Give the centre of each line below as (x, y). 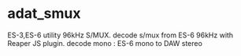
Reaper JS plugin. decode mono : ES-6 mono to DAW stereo (105, 43)
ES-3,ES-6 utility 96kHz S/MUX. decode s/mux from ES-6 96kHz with (120, 35)
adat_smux (44, 14)
